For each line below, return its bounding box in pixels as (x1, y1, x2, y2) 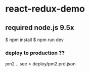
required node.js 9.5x (5, 23, 74, 32)
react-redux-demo (5, 3, 85, 15)
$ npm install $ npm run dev (5, 37, 64, 43)
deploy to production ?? (5, 49, 65, 56)
